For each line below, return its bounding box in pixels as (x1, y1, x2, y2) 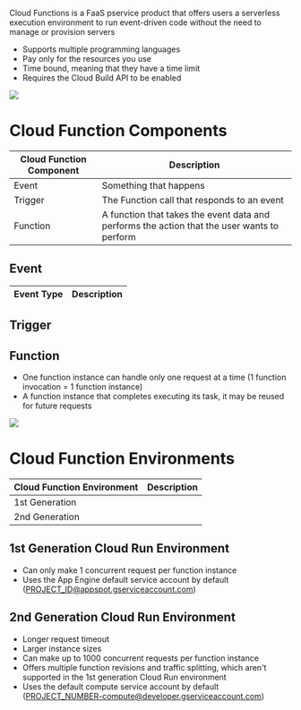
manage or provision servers (9, 27, 116, 37)
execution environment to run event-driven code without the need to (9, 17, 262, 28)
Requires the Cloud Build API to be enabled (21, 73, 182, 83)
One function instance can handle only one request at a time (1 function (21, 372, 287, 382)
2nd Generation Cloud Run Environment (9, 610, 236, 625)
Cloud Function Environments (9, 449, 236, 469)
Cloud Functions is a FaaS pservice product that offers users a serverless (9, 8, 280, 18)
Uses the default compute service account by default (21, 680, 219, 692)
